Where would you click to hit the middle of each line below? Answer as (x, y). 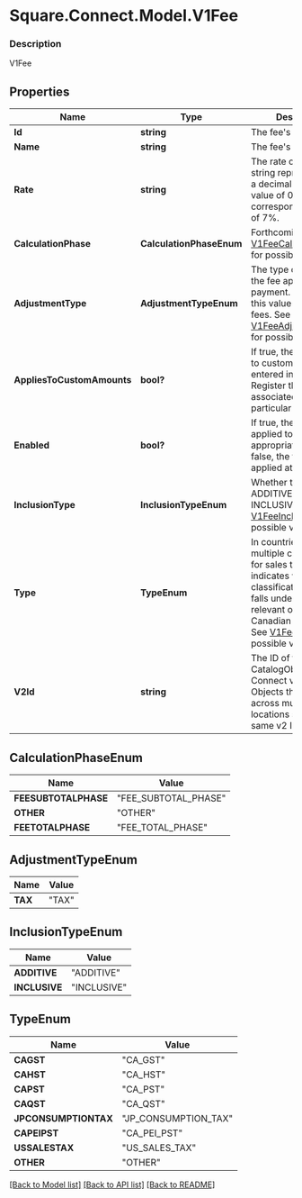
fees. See (271, 314)
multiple (267, 553)
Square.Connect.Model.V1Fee (124, 16)
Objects (267, 692)
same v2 (269, 726)
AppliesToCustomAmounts (73, 380)
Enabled (32, 445)
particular (271, 408)
